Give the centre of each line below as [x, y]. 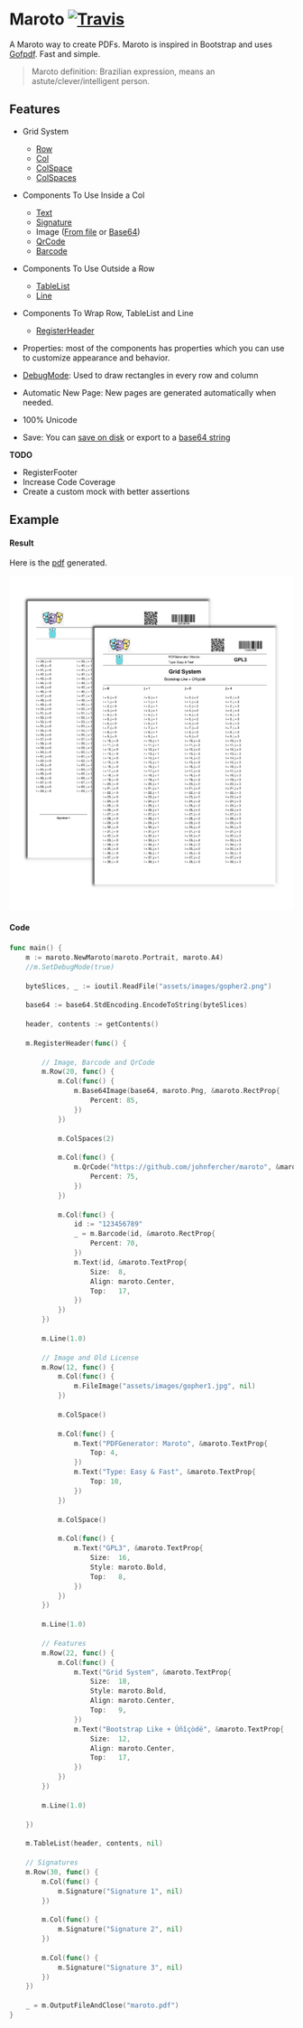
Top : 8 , [108, 1576]
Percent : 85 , [115, 1101]
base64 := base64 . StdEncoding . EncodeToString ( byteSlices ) [137, 1005]
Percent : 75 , [115, 1177]
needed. [38, 402]
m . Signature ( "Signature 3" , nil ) [120, 1967]
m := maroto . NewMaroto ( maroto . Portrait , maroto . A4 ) [124, 958]
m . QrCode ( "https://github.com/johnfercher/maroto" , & [177, 1167]
